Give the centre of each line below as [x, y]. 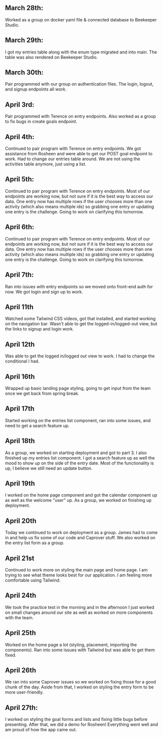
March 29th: [24, 40]
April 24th [21, 596]
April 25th [21, 633]
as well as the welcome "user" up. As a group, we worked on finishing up [78, 500]
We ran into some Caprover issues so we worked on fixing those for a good [81, 682]
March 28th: [24, 8]
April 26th [21, 671]
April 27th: [21, 708]
